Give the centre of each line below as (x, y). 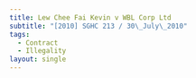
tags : (19, 34)
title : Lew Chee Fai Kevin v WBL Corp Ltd (90, 17)
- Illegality (42, 51)
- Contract (38, 43)
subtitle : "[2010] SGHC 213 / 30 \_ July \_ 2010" (98, 26)
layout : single (38, 59)
